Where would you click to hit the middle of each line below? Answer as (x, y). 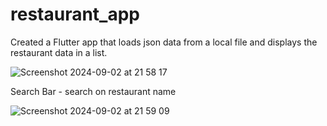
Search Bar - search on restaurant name (93, 91)
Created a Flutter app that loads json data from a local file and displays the (164, 42)
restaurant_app (75, 14)
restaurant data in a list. (59, 52)
